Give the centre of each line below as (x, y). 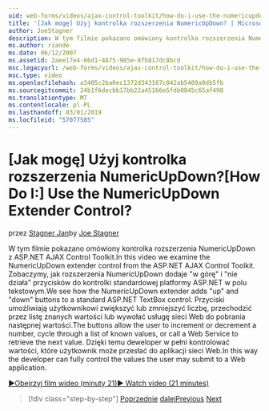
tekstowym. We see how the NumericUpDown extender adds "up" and (123, 291)
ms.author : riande (39, 46)
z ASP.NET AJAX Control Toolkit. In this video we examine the (109, 256)
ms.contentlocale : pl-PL (50, 105)
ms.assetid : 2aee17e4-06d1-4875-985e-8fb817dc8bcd (94, 61)
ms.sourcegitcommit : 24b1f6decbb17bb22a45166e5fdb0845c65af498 (116, 90)
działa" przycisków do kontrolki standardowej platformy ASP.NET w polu (128, 282)
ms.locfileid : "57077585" (51, 120)
